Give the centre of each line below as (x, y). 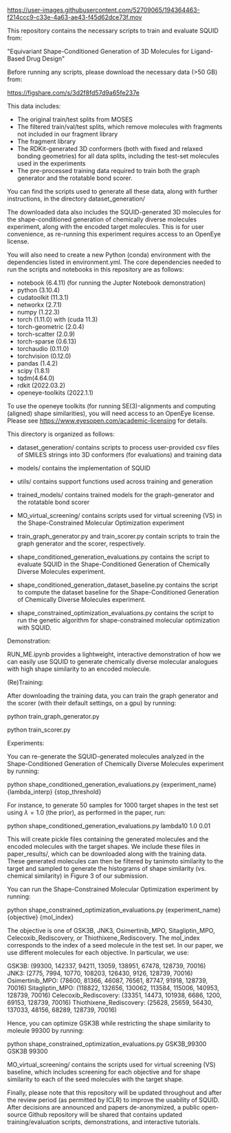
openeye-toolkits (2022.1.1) (55, 393)
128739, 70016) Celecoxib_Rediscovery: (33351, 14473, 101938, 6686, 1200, (114, 995)
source (17, 1114)
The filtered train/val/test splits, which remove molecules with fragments (120, 127)
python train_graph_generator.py (53, 716)
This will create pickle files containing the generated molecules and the (108, 839)
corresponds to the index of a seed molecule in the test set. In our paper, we (115, 945)
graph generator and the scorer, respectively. (81, 543)
